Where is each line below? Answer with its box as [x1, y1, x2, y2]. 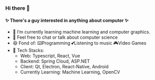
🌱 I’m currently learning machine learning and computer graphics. [12, 29, 150, 35]
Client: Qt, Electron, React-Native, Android [20, 64, 109, 70]
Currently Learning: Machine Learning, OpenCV [20, 69, 120, 75]
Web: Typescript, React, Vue [20, 53, 80, 59]
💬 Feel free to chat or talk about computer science [12, 34, 118, 40]
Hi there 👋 [5, 5, 30, 12]
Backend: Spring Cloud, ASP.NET [20, 58, 90, 64]
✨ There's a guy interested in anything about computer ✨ [5, 17, 129, 23]
